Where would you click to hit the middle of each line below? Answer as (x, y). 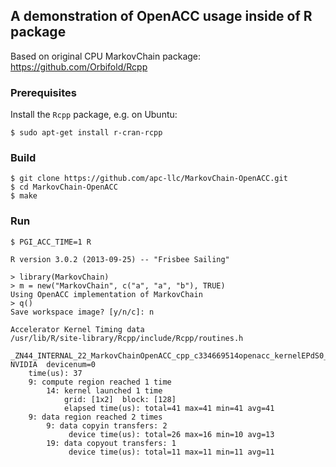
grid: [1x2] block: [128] (120, 399)
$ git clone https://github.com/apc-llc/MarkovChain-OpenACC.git (149, 179)
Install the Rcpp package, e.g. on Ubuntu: (94, 115)
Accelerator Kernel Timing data (77, 329)
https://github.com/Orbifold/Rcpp (79, 66)
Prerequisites (43, 92)
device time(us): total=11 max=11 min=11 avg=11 (171, 452)
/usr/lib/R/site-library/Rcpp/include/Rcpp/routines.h (127, 338)
